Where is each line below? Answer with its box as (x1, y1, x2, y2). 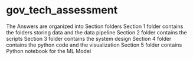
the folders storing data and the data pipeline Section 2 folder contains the (6, 29, 187, 36)
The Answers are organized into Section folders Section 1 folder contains (6, 23, 184, 30)
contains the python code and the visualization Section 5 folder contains (6, 41, 182, 48)
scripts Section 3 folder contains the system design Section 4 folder (6, 35, 172, 42)
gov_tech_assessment (6, 3, 118, 17)
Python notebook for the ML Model (6, 47, 91, 54)
